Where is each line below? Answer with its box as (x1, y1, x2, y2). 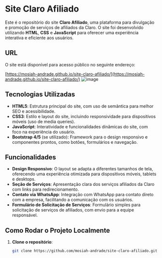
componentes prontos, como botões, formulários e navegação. (12, 139, 138, 145)
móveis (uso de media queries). (12, 119, 75, 124)
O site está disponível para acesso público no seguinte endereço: (5, 61, 135, 67)
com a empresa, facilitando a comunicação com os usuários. (12, 197, 133, 203)
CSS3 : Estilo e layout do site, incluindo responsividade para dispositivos (12, 113, 156, 119)
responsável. (12, 212, 38, 218)
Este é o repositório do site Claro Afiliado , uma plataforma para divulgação (5, 19, 155, 25)
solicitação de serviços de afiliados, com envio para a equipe (12, 207, 134, 213)
